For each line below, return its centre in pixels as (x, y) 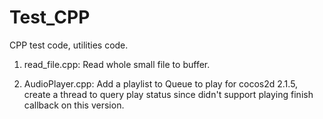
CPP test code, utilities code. (69, 45)
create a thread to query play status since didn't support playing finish (168, 94)
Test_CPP (50, 17)
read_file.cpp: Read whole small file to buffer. (117, 64)
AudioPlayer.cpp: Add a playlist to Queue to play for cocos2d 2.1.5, (161, 83)
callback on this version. (74, 105)
